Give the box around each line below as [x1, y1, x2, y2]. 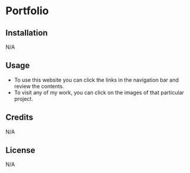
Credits [5, 113, 34, 123]
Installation [5, 28, 48, 38]
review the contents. [14, 82, 65, 89]
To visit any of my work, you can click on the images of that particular [14, 89, 185, 96]
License [5, 145, 36, 155]
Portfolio [5, 4, 49, 18]
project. [14, 95, 33, 102]
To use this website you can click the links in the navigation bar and [14, 76, 179, 84]
